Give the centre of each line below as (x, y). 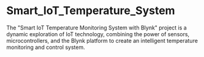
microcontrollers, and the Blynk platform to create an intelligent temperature (102, 40)
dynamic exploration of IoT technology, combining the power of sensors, (98, 34)
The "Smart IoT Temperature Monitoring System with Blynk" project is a (96, 28)
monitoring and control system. (46, 47)
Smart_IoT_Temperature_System (91, 11)
